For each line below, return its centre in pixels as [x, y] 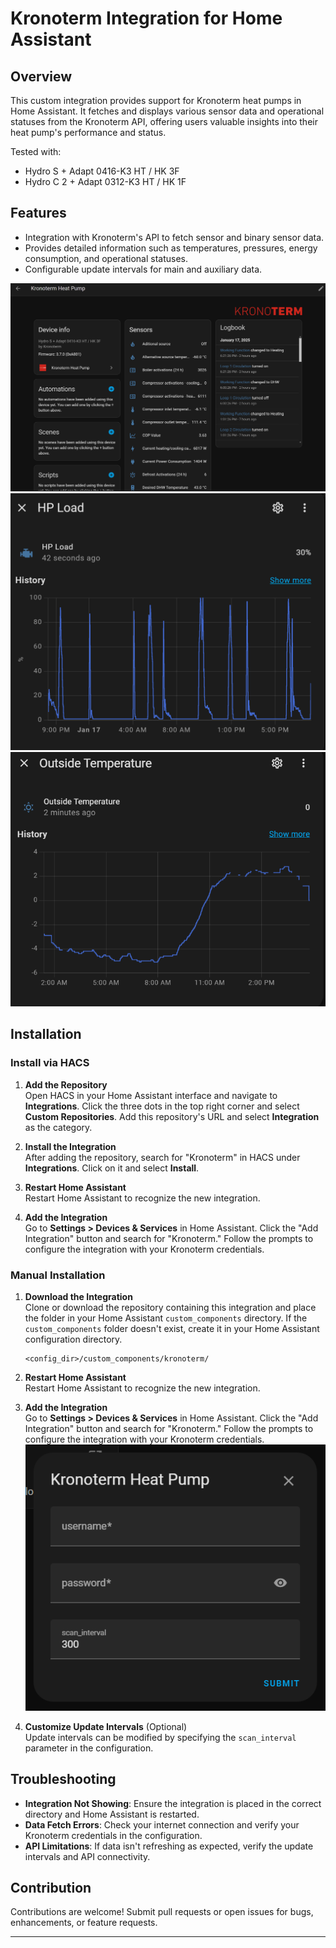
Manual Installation [58, 1275]
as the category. [58, 1127]
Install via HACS [50, 1063]
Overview [41, 76]
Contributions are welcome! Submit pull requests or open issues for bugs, [162, 1912]
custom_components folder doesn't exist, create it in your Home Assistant [172, 1329]
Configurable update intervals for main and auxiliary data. [143, 269]
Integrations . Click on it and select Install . [112, 1168]
